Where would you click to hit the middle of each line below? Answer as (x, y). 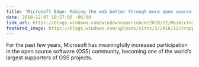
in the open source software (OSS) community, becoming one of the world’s (99, 52)
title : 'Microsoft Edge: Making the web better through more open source (99, 12)
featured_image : (26, 28)
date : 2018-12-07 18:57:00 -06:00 (49, 17)
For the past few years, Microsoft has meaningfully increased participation (97, 45)
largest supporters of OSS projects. (49, 58)
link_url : (18, 23)
